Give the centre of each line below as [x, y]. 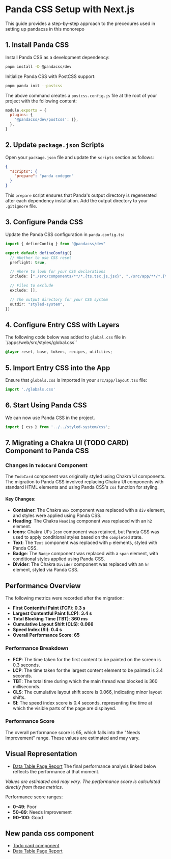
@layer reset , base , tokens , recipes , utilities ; [59, 352]
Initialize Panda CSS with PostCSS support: [50, 76]
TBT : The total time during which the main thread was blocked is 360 [85, 681]
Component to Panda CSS [47, 450]
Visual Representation [41, 754]
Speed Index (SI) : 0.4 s [37, 630]
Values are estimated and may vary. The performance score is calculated [83, 782]
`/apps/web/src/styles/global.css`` [41, 343]
